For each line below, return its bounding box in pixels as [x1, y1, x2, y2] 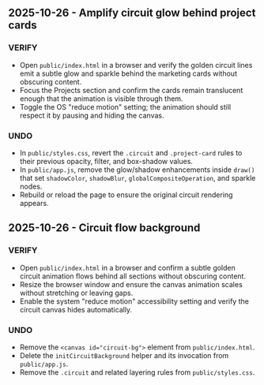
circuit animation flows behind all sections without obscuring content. [19, 271, 247, 281]
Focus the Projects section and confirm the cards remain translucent [19, 85, 243, 95]
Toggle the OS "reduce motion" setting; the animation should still [19, 102, 232, 111]
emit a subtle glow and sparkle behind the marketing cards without [19, 69, 237, 78]
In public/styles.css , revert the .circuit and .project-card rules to [19, 148, 243, 157]
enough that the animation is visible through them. [19, 94, 183, 103]
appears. [19, 198, 49, 207]
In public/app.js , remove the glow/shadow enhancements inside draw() [19, 165, 255, 174]
